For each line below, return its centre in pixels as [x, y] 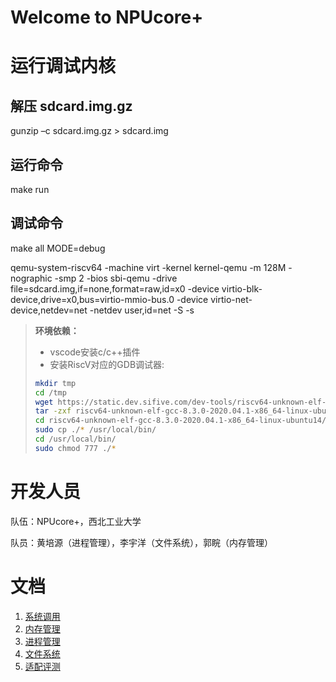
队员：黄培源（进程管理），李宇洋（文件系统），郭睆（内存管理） [141, 542]
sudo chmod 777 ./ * [75, 448]
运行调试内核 [63, 66]
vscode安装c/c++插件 [95, 352]
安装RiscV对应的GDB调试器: [107, 364]
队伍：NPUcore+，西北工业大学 [76, 521]
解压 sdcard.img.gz [71, 106]
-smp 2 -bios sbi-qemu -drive [116, 278]
